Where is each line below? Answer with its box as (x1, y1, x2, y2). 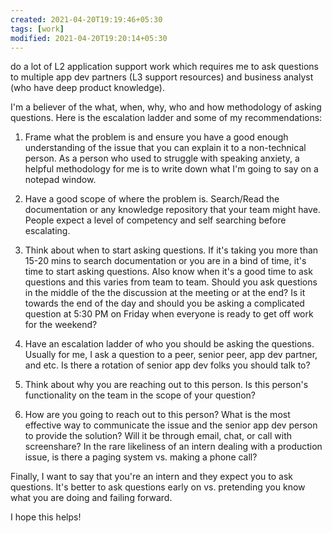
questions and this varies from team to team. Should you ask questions (24, 276, 318, 288)
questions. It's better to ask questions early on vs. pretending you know (10, 481, 306, 493)
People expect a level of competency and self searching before (24, 214, 287, 226)
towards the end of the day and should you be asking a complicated (24, 297, 305, 310)
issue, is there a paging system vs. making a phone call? (24, 451, 258, 463)
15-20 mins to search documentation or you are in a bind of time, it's (24, 255, 307, 267)
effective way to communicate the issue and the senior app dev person (24, 419, 318, 431)
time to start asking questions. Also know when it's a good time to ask (24, 266, 313, 278)
